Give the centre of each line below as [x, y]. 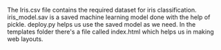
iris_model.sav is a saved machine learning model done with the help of [109, 17]
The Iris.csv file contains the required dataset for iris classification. [102, 10]
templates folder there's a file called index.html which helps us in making [110, 32]
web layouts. [25, 39]
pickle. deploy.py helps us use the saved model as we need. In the [102, 24]
